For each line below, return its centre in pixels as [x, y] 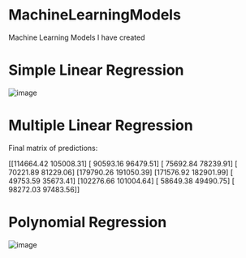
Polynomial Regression [88, 222]
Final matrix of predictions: [53, 148]
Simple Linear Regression [96, 70]
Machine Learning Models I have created [77, 37]
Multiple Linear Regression [101, 125]
